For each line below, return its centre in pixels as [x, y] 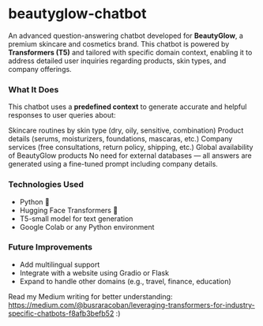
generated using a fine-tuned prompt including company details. [113, 164]
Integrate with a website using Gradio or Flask [94, 272]
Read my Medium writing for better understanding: [90, 296]
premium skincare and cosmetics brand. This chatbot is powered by [119, 43]
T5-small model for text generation [76, 219]
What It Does [34, 89]
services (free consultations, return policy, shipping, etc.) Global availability [131, 148]
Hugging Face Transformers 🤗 [69, 210]
